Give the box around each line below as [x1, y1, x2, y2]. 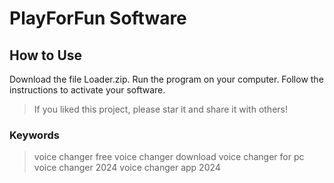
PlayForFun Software [9, 7, 187, 30]
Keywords [9, 128, 60, 142]
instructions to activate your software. [9, 84, 166, 96]
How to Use [9, 47, 83, 64]
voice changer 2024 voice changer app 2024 [33, 162, 221, 174]
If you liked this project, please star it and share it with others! [33, 103, 288, 115]
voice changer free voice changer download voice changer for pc [33, 151, 305, 163]
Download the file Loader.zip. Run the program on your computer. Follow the [9, 73, 324, 85]
